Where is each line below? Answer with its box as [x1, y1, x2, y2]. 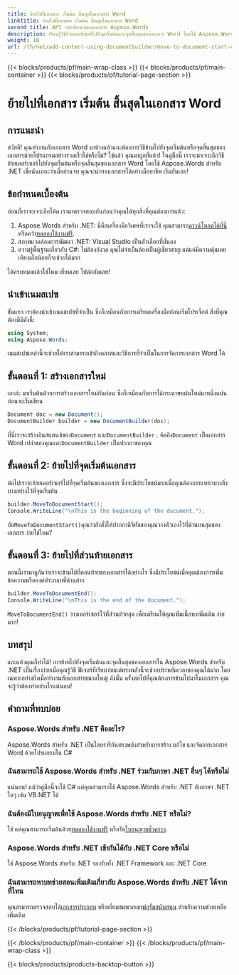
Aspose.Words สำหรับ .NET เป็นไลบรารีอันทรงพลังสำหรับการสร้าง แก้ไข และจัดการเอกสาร [7, 740, 228, 749]
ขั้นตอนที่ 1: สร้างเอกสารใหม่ [7, 370, 106, 382]
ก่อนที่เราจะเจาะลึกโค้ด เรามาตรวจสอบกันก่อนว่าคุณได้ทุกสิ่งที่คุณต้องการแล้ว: [7, 207, 186, 215]
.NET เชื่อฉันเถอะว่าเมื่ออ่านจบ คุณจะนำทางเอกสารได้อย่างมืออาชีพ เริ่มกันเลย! [7, 167, 188, 175]
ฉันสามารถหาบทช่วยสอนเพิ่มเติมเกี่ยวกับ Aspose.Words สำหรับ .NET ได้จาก [7, 878, 228, 888]
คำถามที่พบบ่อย [7, 703, 60, 715]
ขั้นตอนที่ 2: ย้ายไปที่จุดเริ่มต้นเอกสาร [7, 459, 137, 471]
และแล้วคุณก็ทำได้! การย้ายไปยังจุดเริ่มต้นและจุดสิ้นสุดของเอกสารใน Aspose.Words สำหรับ [7, 657, 225, 666]
